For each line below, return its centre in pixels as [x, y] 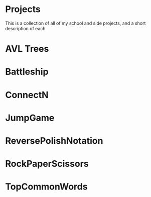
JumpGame [30, 118]
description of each [26, 28]
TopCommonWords [46, 187]
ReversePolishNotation [54, 140]
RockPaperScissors [47, 164]
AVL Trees [27, 49]
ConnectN [27, 95]
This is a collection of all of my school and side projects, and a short [75, 23]
